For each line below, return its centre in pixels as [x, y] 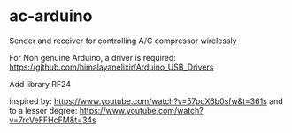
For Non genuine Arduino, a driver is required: [93, 57]
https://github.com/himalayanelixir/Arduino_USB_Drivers [111, 67]
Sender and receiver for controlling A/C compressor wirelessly [123, 41]
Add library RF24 [40, 84]
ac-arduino [51, 16]
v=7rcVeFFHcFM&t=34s [53, 120]
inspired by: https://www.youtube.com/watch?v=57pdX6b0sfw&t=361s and [146, 101]
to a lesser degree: [43, 110]
